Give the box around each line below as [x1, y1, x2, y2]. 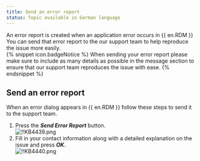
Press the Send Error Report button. [15, 122, 106, 129]
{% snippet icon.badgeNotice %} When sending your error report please [6, 50, 188, 58]
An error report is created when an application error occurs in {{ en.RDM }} [6, 31, 194, 38]
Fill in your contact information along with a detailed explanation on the [15, 135, 193, 142]
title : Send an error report [6, 9, 80, 15]
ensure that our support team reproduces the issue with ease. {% [6, 63, 170, 70]
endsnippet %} [6, 70, 44, 77]
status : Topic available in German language [6, 15, 121, 21]
